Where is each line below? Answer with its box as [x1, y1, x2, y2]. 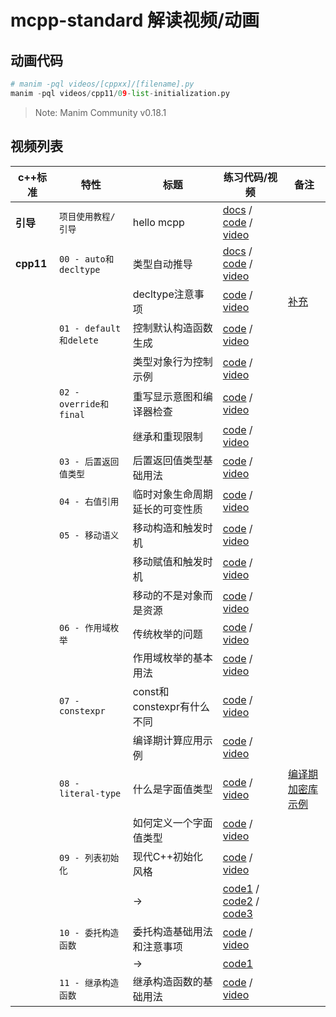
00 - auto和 [59, 253, 115, 265]
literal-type [59, 787, 122, 799]
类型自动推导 [132, 257, 193, 271]
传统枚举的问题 [132, 627, 203, 641]
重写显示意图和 [132, 389, 203, 403]
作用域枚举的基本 [132, 651, 213, 665]
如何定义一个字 [132, 816, 203, 830]
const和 [132, 684, 170, 698]
